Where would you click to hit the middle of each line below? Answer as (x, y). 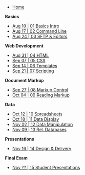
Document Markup (24, 80)
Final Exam (16, 158)
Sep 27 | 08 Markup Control (40, 90)
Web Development (24, 46)
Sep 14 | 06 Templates (35, 66)
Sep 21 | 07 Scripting (33, 71)
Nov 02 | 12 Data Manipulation (42, 124)
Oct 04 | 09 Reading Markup (41, 95)
